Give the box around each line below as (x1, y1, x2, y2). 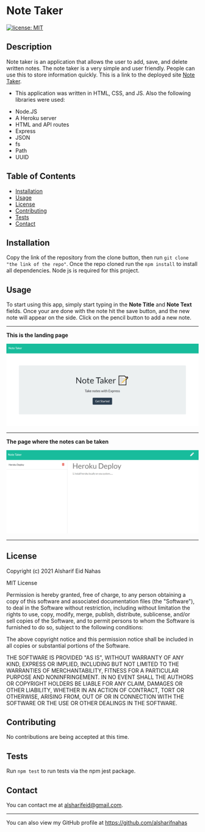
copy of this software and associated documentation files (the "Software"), (6, 597, 195, 605)
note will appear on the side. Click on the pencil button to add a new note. (6, 314, 192, 322)
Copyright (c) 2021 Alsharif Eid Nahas (6, 567, 101, 575)
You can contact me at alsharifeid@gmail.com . (6, 801, 123, 809)
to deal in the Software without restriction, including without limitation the (6, 604, 190, 611)
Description (6, 42, 52, 52)
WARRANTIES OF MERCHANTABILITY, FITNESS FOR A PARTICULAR (6, 667, 179, 674)
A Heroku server (15, 114, 57, 121)
